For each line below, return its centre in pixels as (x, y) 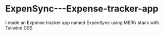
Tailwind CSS (19, 27)
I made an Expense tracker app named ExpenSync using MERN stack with (82, 22)
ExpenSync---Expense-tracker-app (82, 9)
